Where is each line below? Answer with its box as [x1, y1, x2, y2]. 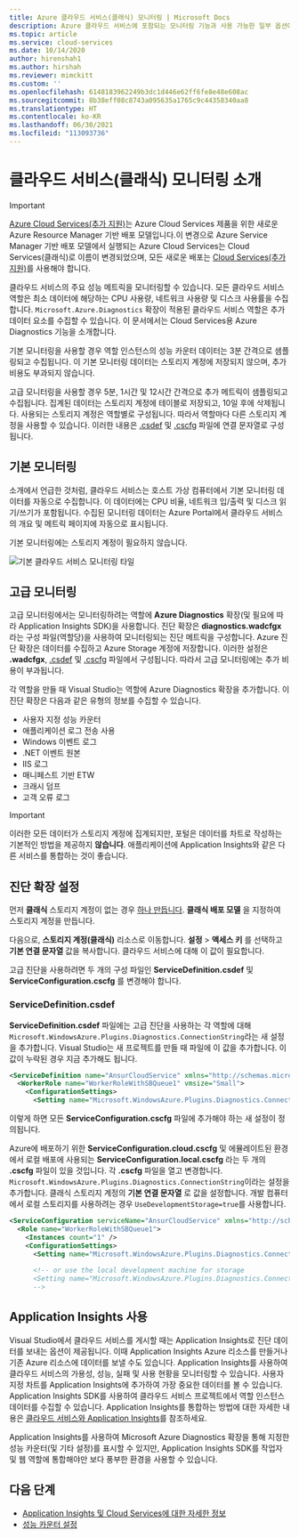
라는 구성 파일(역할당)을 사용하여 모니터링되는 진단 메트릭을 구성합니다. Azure [9, 632, 279, 643]
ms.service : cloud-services [9, 37, 114, 47]
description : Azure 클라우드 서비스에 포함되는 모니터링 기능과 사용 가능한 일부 [9, 21, 271, 30]
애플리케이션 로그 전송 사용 [21, 725, 116, 736]
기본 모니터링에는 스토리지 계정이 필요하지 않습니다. [9, 537, 188, 547]
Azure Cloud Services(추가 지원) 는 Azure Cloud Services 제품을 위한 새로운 [9, 218, 279, 229]
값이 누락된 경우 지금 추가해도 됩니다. [9, 1053, 138, 1064]
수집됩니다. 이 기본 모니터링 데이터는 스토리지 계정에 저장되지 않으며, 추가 [32, 356, 287, 367]
